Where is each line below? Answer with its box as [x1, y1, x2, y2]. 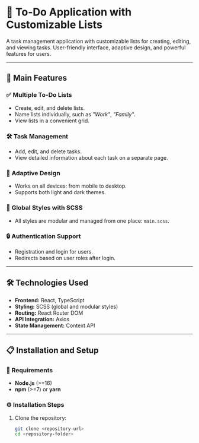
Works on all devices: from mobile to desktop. [14, 182, 127, 189]
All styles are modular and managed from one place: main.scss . [14, 217, 170, 224]
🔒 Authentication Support [6, 232, 81, 241]
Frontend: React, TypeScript [14, 296, 85, 303]
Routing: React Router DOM [14, 309, 84, 317]
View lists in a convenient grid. [14, 117, 90, 124]
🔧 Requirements [6, 366, 53, 374]
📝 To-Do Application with [6, 5, 132, 19]
